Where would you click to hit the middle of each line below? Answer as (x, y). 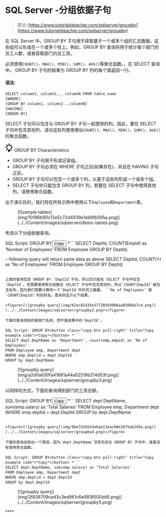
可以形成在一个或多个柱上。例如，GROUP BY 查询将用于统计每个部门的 (86, 47)
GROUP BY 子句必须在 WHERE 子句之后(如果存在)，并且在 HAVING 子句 (85, 167)
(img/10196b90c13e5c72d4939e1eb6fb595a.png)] (69, 218)
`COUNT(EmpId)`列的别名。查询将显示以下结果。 (48, 295)
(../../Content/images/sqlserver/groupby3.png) (65, 380)
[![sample (27, 212)
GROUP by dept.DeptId (28, 483)
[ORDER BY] (16, 114)
